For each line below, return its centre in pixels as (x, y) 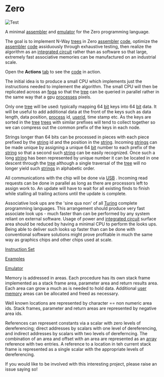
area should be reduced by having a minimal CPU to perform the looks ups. (81, 224)
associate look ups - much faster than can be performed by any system (77, 213)
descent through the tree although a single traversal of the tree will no (76, 163)
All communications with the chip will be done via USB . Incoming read (76, 178)
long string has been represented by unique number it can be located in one (82, 157)
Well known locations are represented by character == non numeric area (79, 303)
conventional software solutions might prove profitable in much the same (79, 234)
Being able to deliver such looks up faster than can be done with (70, 229)
